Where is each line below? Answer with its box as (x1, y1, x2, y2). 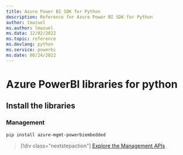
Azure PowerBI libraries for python (6, 77, 178, 91)
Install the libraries (6, 101, 76, 111)
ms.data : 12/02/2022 (6, 31, 57, 36)
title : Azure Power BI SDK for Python (6, 8, 101, 15)
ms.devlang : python (6, 42, 54, 48)
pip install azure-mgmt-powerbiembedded (6, 132, 106, 138)
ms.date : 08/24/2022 (6, 52, 57, 58)
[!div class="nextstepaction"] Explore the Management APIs (20, 142, 165, 150)
